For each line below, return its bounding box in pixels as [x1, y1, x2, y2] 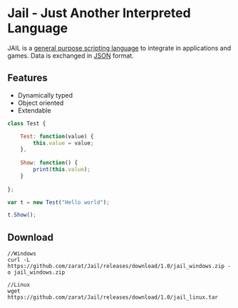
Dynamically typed [17, 91, 73, 99]
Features [7, 72, 48, 84]
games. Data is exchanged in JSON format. [7, 51, 134, 60]
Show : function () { [20, 159, 78, 167]
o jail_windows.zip [7, 269, 66, 276]
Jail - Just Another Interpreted [7, 5, 191, 21]
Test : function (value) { [20, 133, 94, 140]
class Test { [7, 120, 46, 127]
